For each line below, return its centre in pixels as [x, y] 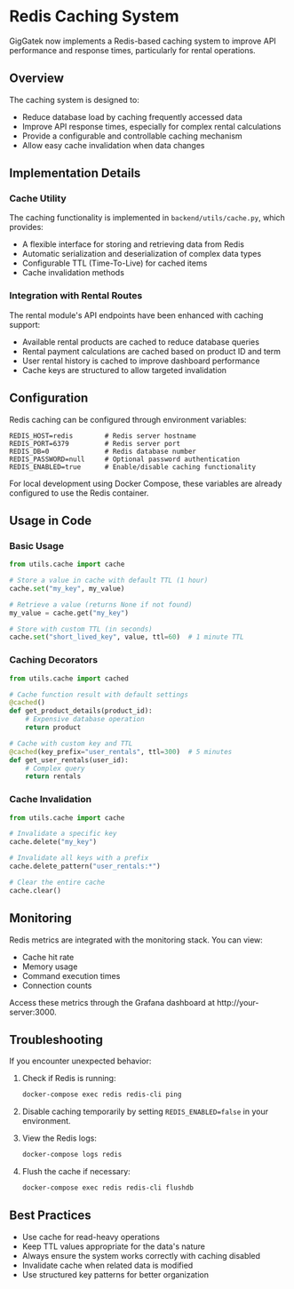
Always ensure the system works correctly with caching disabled [141, 1255]
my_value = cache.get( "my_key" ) [69, 613]
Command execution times [71, 975]
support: [25, 324]
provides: [27, 227]
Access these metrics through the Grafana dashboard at [112, 1002]
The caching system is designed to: [74, 99]
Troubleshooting [56, 1040]
